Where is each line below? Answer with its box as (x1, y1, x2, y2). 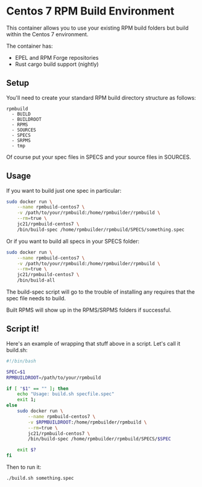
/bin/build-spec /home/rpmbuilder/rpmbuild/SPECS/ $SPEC (28, 436, 171, 442)
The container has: (6, 42, 53, 50)
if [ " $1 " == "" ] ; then (6, 385, 69, 392)
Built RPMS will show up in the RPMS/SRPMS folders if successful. (6, 306, 172, 314)
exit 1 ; (17, 397, 36, 403)
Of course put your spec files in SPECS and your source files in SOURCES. (6, 153, 191, 161)
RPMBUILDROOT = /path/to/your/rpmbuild (6, 375, 101, 381)
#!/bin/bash (6, 358, 36, 364)
